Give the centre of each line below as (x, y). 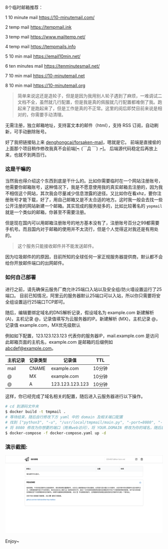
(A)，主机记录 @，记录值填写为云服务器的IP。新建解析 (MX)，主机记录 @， (83, 319)
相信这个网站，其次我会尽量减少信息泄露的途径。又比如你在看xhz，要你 (83, 193)
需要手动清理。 (50, 115)
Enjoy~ (12, 541)
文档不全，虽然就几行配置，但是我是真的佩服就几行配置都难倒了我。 (87, 102)
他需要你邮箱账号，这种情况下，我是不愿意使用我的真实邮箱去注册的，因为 (82, 187)
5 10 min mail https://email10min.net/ (43, 56)
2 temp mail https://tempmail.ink (38, 27)
